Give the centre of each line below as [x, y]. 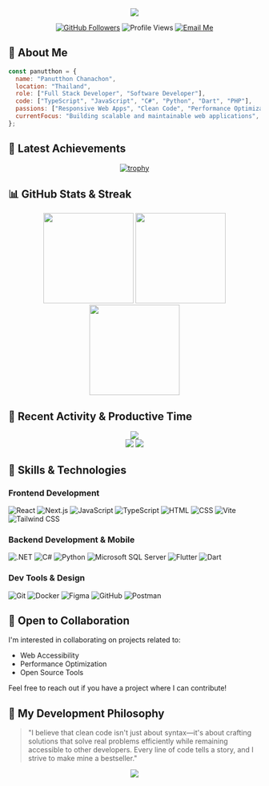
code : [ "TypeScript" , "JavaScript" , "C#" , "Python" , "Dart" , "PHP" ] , [134, 101]
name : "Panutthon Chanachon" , [66, 79]
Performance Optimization [63, 664]
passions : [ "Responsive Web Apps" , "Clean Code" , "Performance [123, 109]
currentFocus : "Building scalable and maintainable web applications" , [138, 116]
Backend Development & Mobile [72, 540]
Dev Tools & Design [47, 578]
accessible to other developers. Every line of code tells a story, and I [141, 750]
